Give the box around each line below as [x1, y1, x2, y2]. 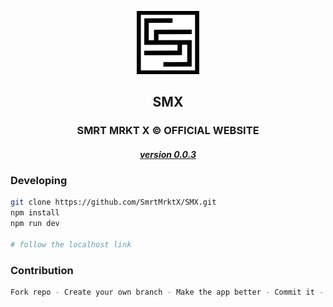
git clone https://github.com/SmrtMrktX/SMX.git [10, 197, 217, 208]
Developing [10, 174, 68, 188]
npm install [10, 208, 60, 218]
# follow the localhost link [10, 239, 132, 250]
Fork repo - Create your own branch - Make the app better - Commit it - [10, 287, 325, 298]
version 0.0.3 [139, 148, 197, 160]
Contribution [10, 263, 74, 277]
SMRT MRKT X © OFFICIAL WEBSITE [76, 124, 260, 138]
